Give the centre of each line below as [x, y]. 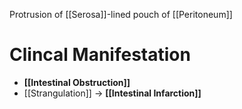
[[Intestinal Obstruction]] [77, 82]
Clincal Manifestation [100, 55]
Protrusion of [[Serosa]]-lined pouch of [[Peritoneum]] [121, 14]
